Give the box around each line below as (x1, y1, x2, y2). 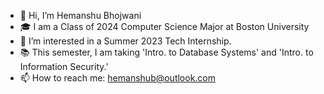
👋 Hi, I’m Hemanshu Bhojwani (19, 10, 142, 21)
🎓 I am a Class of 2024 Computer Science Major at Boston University (19, 21, 310, 32)
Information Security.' (19, 61, 109, 72)
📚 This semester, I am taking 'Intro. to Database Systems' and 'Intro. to (19, 46, 314, 58)
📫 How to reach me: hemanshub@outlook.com (19, 72, 217, 84)
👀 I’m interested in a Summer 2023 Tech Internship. (19, 35, 232, 47)
